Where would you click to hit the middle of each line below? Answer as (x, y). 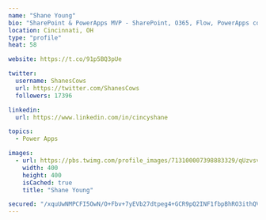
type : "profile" (35, 38)
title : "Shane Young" (58, 190)
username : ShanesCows (51, 81)
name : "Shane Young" (42, 15)
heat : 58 (23, 45)
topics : (21, 131)
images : (21, 154)
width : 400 (40, 168)
